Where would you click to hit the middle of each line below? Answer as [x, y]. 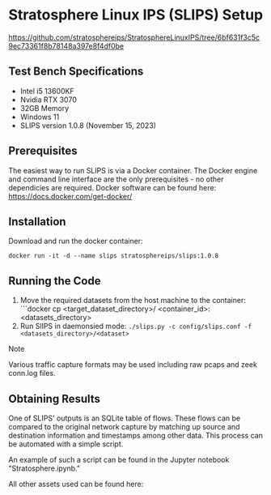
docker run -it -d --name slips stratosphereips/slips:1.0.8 [114, 256]
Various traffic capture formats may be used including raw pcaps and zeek [133, 365]
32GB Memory [44, 108]
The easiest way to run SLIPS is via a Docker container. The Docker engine [133, 170]
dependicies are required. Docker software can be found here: [112, 187]
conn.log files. [32, 373]
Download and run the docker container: [76, 241]
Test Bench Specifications [76, 72]
